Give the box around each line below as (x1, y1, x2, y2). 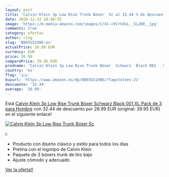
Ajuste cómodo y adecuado (12, 156, 70, 163)
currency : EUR (5, 49, 35, 54)
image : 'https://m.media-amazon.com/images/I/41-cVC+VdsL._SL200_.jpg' (5, 21, 158, 27)
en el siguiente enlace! (5, 111, 52, 117)
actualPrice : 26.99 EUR (5, 45, 55, 50)
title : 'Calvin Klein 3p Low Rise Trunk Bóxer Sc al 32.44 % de (5, 12, 145, 17)
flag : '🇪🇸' (5, 73, 30, 78)
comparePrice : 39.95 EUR (5, 59, 57, 64)
